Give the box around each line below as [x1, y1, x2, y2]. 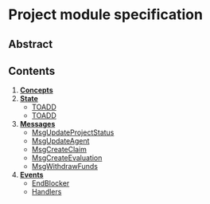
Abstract [8, 37, 53, 51]
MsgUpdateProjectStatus [31, 127, 115, 137]
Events [19, 170, 44, 180]
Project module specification [8, 6, 203, 24]
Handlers [31, 187, 62, 197]
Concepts [19, 85, 53, 95]
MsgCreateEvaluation [31, 153, 103, 163]
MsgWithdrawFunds [31, 162, 98, 171]
